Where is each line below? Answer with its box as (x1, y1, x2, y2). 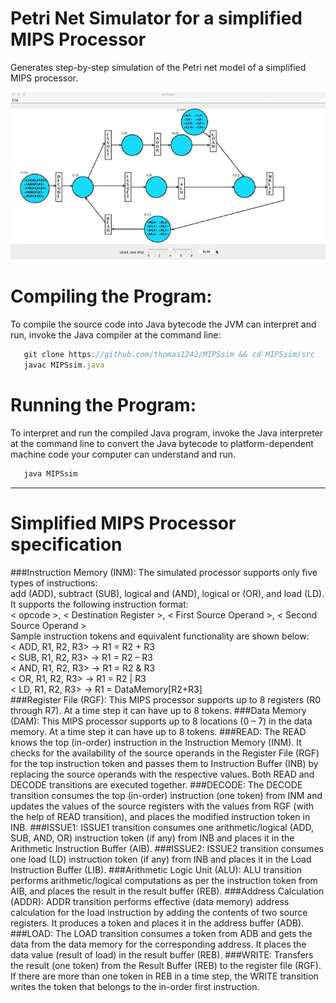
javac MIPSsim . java (23, 360, 105, 371)
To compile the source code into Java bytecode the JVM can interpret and (10, 318, 317, 331)
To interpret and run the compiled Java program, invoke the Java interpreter (10, 427, 324, 439)
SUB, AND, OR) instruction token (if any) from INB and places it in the (10, 832, 295, 844)
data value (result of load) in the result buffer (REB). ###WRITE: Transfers (10, 948, 314, 961)
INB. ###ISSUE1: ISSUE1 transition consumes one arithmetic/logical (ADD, (10, 821, 315, 833)
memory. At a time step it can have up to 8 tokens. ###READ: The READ (10, 725, 307, 737)
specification (10, 533, 123, 556)
